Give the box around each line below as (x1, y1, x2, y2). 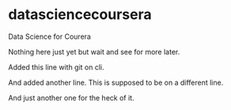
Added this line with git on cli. (8, 62, 104, 72)
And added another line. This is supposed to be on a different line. (8, 78, 224, 87)
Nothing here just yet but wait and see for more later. (8, 47, 180, 56)
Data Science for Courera (8, 32, 91, 41)
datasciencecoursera (8, 6, 152, 24)
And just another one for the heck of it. (8, 93, 134, 102)
